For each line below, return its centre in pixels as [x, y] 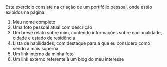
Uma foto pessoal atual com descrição [52, 27]
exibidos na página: [25, 12]
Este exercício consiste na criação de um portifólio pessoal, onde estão [79, 7]
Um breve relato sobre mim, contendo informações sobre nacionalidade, [87, 33]
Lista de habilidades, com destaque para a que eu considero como [81, 43]
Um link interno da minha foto [43, 54]
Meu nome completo [34, 22]
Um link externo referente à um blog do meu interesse [68, 59]
